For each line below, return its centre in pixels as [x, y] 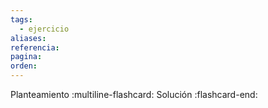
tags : [21, 19]
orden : [24, 66]
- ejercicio [44, 29]
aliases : [28, 38]
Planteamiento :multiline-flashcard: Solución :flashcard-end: [134, 94]
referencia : [35, 47]
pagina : [26, 57]
